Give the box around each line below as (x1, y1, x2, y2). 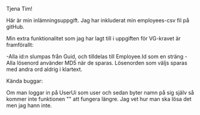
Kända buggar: (6, 78, 43, 84)
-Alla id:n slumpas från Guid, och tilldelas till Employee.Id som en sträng (6, 53, 184, 60)
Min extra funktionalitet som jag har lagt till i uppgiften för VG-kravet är (6, 35, 181, 42)
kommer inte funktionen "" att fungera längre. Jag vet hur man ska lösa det (6, 96, 192, 102)
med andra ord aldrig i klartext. (6, 66, 83, 73)
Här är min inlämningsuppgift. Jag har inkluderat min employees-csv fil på (6, 17, 190, 23)
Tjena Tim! (6, 5, 33, 12)
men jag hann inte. (6, 102, 52, 109)
